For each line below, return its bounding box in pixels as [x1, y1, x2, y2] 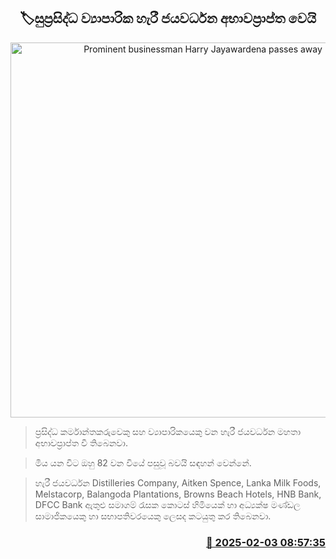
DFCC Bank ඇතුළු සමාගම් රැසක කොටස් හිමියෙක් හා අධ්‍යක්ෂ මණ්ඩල [34, 498, 301, 510]
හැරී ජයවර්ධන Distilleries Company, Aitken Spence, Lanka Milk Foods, [34, 476, 322, 489]
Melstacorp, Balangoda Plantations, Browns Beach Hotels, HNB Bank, [34, 488, 322, 500]
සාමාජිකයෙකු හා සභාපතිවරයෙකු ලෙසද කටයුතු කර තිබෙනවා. [34, 510, 272, 522]
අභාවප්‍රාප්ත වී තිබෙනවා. [34, 436, 128, 449]
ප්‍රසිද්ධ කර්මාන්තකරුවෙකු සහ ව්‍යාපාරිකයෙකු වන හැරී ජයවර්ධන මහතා [34, 425, 302, 437]
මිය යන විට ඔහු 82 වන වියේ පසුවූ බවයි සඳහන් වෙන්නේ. [34, 456, 252, 469]
